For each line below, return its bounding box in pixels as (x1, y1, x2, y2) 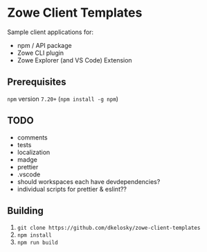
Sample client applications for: (7, 28, 94, 36)
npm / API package (17, 41, 72, 49)
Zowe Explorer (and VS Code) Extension (17, 56, 133, 64)
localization (17, 148, 51, 156)
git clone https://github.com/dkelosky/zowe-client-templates (17, 224, 201, 232)
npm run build (17, 240, 58, 246)
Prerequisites (7, 76, 66, 88)
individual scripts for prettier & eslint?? (17, 185, 127, 193)
